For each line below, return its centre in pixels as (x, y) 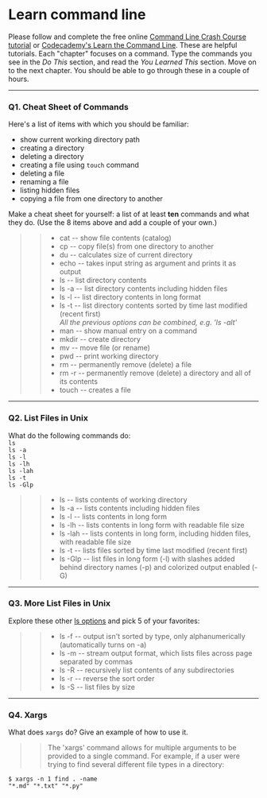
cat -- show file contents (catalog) (116, 238)
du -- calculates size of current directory (126, 255)
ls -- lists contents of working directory (124, 499)
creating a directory (52, 148)
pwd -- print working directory (109, 356)
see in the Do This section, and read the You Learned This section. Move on (132, 62)
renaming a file (44, 182)
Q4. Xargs (28, 715)
